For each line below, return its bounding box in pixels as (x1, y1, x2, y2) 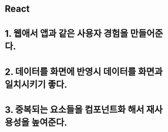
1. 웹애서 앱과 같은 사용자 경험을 (5, 28, 128, 40)
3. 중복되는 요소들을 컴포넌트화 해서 (5, 104, 144, 115)
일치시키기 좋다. (5, 78, 68, 90)
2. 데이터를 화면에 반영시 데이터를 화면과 (5, 66, 163, 77)
